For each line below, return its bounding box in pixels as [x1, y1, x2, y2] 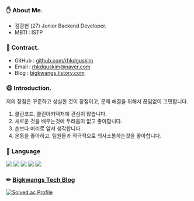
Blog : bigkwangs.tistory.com [14, 69, 85, 76]
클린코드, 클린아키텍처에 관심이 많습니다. [14, 110, 107, 117]
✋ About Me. [6, 6, 43, 14]
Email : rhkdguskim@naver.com [14, 63, 91, 70]
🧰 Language [6, 147, 41, 155]
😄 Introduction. [6, 84, 52, 92]
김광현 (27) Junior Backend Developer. [14, 22, 107, 29]
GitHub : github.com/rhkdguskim [14, 57, 93, 64]
